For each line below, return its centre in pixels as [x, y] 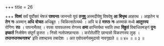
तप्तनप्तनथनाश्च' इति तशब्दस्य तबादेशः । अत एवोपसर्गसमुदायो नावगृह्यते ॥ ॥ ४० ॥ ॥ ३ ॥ [75, 38]
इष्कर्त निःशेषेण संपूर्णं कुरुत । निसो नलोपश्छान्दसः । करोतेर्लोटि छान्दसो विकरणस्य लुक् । [72, 33]
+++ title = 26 [19, 7]
